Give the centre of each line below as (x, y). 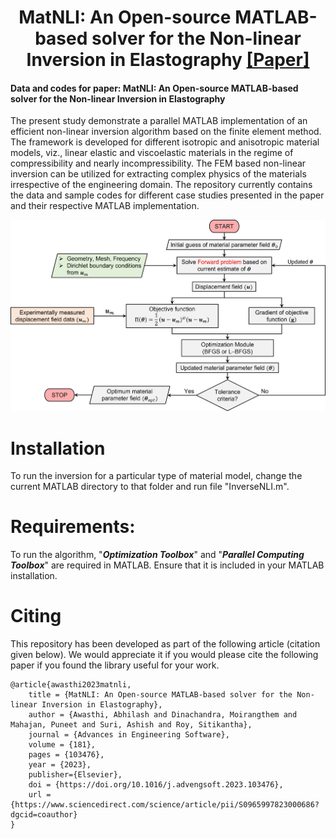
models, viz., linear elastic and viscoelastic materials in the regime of (152, 153)
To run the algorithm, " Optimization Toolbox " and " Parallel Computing (157, 555)
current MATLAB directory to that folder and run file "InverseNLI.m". (150, 487)
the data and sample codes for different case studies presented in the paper (167, 195)
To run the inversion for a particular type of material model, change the (156, 476)
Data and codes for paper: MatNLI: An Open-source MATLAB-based (154, 88)
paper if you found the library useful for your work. (115, 665)
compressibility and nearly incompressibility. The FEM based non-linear (158, 163)
